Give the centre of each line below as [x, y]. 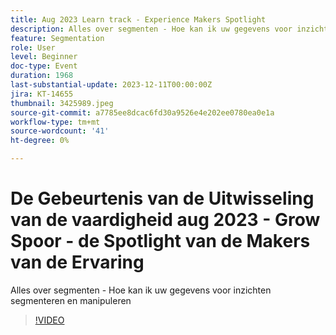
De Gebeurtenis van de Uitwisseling [162, 198]
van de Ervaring [77, 262]
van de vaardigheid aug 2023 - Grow [165, 220]
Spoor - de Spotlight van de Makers [160, 241]
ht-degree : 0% [40, 141]
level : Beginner [44, 57]
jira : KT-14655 [42, 94]
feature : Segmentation [57, 38]
